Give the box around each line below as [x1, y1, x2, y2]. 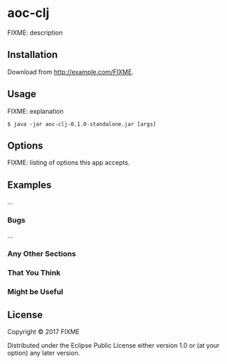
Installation [7, 49, 58, 61]
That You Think [7, 268, 61, 278]
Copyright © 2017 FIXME [7, 327, 80, 336]
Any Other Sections [7, 249, 76, 259]
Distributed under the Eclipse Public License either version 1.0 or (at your [7, 341, 220, 350]
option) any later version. [7, 348, 80, 358]
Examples [7, 179, 52, 191]
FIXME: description [7, 28, 63, 37]
